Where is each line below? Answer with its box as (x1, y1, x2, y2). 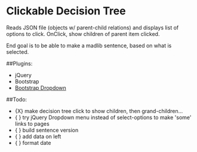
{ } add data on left (14, 133, 61, 140)
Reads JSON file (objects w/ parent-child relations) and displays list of (6, 24, 179, 31)
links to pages (14, 120, 50, 127)
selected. (6, 48, 29, 55)
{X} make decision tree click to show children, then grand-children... (14, 107, 183, 114)
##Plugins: (6, 60, 33, 67)
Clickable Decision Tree (6, 4, 127, 18)
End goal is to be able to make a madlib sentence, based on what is (6, 42, 172, 49)
